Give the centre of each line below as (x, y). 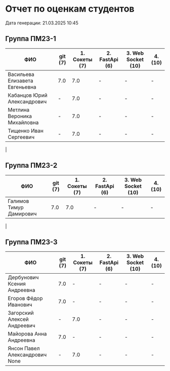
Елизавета (20, 81)
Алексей (18, 319)
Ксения (17, 284)
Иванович (20, 305)
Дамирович (22, 213)
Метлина (19, 109)
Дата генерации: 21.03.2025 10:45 (42, 23)
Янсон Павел (24, 349)
